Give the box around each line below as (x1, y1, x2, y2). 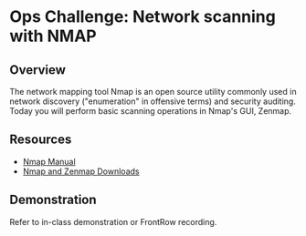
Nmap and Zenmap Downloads (22, 166, 140, 177)
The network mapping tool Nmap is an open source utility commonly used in (9, 87, 297, 97)
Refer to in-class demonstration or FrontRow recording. (9, 216, 217, 227)
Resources (9, 132, 72, 148)
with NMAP (9, 26, 98, 46)
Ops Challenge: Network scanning (9, 6, 276, 27)
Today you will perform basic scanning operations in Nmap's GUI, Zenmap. (9, 106, 292, 116)
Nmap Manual (22, 156, 76, 167)
